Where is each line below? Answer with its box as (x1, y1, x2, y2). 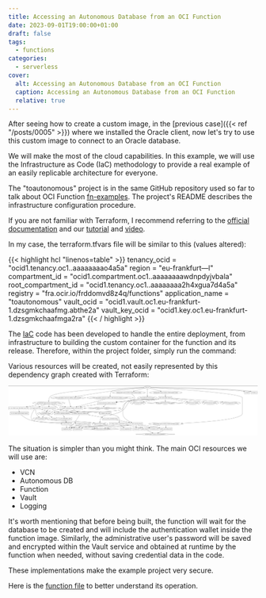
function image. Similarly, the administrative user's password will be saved (8, 534, 252, 543)
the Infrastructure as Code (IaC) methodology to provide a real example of (8, 159, 251, 170)
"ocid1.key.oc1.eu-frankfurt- (157, 305, 248, 315)
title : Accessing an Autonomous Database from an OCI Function (8, 13, 222, 21)
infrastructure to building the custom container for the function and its (8, 338, 237, 347)
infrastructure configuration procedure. (8, 201, 136, 210)
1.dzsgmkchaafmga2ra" (8, 314, 85, 324)
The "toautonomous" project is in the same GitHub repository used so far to (8, 183, 255, 194)
